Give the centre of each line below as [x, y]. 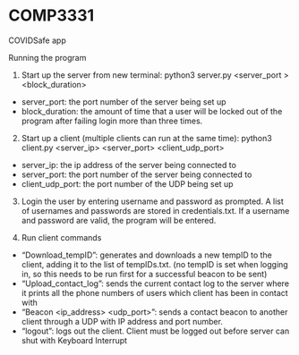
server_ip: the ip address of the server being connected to [128, 165]
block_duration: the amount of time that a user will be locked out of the [152, 111]
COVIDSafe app [37, 40]
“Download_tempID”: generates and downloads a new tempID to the [146, 255]
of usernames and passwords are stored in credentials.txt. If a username [155, 210]
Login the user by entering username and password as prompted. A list [152, 201]
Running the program [47, 57]
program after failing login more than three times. [112, 121]
